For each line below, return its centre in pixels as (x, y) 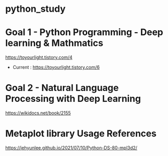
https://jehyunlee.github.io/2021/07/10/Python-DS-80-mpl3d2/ (71, 148)
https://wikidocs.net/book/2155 (38, 113)
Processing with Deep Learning (73, 99)
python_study (35, 9)
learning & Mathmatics (54, 43)
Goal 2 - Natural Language (62, 88)
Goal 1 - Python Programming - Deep (84, 32)
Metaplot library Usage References (81, 134)
